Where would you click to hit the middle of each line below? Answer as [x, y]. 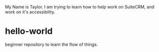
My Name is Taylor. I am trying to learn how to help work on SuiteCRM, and [80, 7]
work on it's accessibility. [30, 12]
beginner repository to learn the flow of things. [51, 44]
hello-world [29, 31]
